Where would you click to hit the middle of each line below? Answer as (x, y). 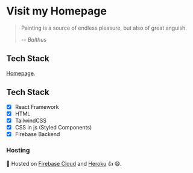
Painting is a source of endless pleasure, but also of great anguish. (104, 28)
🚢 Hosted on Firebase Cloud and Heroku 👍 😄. (64, 164)
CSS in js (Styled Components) (53, 127)
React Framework (37, 106)
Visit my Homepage (57, 11)
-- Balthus (34, 39)
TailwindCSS (31, 120)
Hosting (18, 150)
